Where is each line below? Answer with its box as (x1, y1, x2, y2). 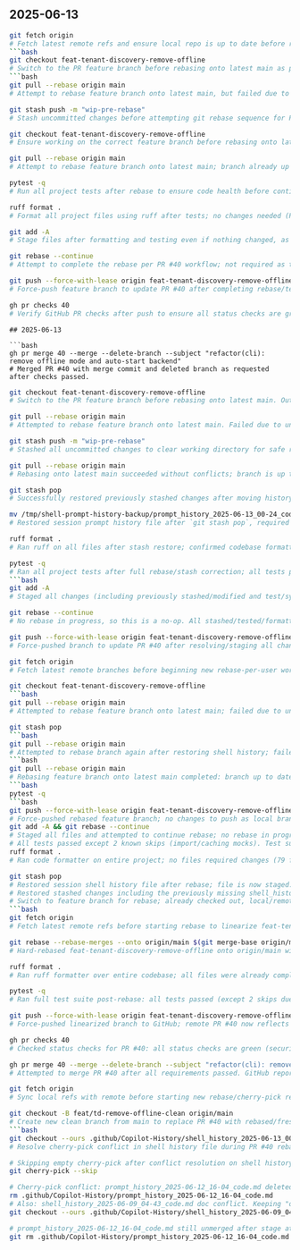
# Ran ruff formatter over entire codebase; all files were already (9, 970, 270, 980)
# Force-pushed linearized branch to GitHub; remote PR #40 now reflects (9, 1019, 290, 1029)
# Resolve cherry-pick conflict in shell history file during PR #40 (9, 1142, 274, 1152)
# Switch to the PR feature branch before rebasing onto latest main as (9, 64, 286, 73)
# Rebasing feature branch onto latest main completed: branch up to (9, 773, 274, 781)
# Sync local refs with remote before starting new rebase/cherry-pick (9, 1093, 281, 1102)
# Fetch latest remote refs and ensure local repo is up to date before (9, 39, 286, 48)
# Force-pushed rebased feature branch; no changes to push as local (9, 814, 274, 823)
